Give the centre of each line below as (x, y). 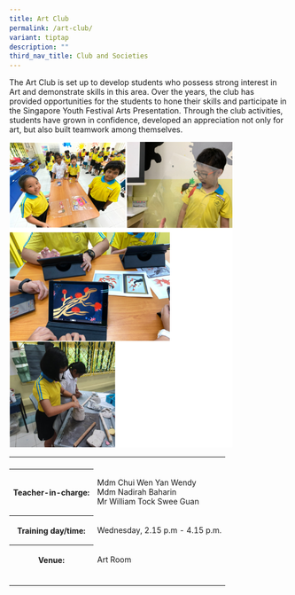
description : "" (39, 47)
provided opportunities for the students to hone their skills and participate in (148, 101)
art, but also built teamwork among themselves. (96, 129)
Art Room (114, 560)
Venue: (51, 560)
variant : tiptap (39, 37)
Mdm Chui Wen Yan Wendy (147, 482)
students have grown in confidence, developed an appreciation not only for (146, 121)
